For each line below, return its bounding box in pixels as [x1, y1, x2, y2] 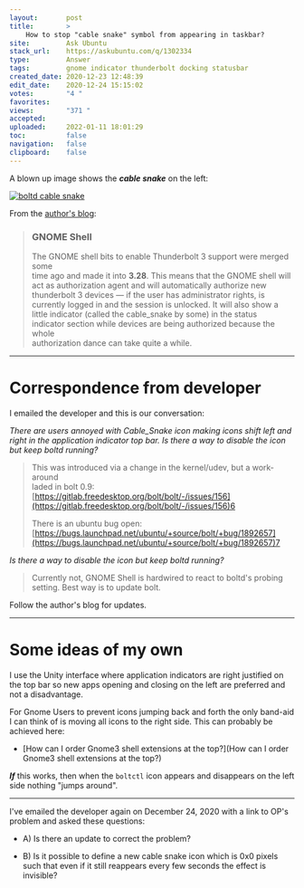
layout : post [9, 13, 83, 23]
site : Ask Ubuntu [9, 38, 107, 48]
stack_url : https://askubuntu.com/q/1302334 [9, 47, 193, 56]
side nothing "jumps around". [9, 779, 119, 790]
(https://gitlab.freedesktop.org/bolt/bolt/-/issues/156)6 [31, 500, 236, 511]
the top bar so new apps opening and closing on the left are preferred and [9, 679, 286, 690]
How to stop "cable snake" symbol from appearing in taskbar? [25, 30, 265, 39]
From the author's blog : [9, 207, 97, 218]
